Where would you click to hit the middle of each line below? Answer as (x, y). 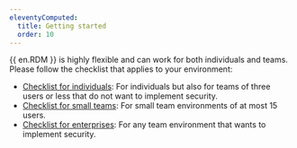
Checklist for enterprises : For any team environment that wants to (144, 125)
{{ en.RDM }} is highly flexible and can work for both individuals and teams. (148, 60)
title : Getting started (62, 26)
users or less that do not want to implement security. (120, 96)
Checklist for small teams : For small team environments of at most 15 (150, 106)
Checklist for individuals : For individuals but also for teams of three (146, 87)
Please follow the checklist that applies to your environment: (121, 69)
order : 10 (36, 34)
